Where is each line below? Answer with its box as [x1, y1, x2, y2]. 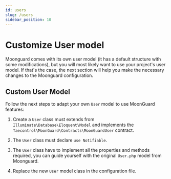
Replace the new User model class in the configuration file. [12, 168, 137, 174]
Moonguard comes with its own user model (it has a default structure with [5, 56, 161, 62]
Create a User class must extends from [12, 116, 95, 123]
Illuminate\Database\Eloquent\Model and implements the [12, 122, 134, 128]
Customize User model [5, 39, 104, 51]
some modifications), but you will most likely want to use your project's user [5, 62, 166, 68]
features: [5, 106, 25, 113]
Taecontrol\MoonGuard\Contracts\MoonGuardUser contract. [12, 127, 134, 133]
